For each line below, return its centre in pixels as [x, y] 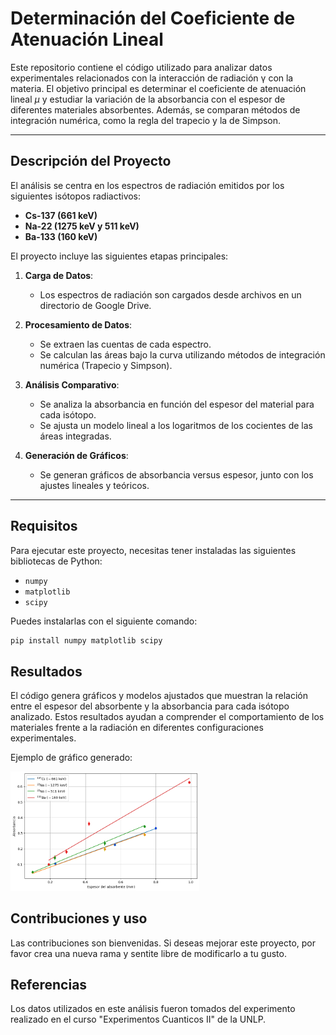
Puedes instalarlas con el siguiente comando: [104, 621]
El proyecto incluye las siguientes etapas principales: [119, 256]
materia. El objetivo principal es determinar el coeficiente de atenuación [158, 88]
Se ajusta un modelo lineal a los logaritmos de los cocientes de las [176, 425]
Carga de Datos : [59, 275]
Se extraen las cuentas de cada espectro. [125, 344]
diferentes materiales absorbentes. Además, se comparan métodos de [155, 109]
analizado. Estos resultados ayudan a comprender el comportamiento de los [167, 717]
